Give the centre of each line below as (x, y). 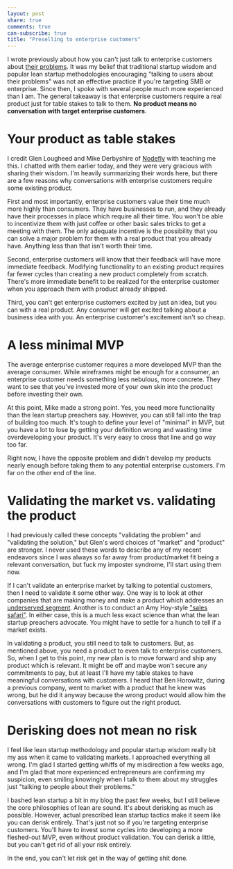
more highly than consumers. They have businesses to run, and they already (116, 209)
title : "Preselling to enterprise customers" (74, 40)
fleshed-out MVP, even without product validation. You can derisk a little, (112, 837)
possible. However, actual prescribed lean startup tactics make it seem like (114, 815)
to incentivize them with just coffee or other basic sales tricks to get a (107, 224)
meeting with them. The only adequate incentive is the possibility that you (112, 231)
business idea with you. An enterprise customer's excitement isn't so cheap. (116, 317)
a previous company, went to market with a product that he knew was (107, 687)
